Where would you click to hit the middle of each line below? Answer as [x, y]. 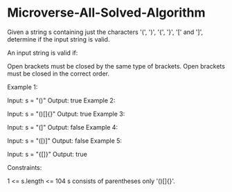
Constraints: [25, 167]
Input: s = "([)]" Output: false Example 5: [65, 141]
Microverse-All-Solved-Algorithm [106, 13]
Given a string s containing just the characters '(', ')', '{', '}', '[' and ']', [105, 32]
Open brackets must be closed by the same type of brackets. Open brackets [116, 66]
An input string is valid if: [43, 53]
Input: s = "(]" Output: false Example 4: [63, 127]
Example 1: [23, 87]
